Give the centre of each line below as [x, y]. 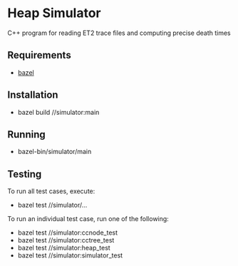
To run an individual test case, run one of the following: [88, 219]
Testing [25, 174]
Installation [33, 95]
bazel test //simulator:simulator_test [70, 255]
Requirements [39, 55]
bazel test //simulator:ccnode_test [68, 232]
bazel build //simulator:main [58, 112]
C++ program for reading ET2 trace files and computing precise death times [119, 33]
